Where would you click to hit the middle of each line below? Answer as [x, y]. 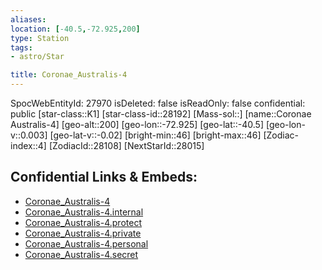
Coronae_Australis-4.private [83, 233]
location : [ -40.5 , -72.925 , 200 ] [75, 29]
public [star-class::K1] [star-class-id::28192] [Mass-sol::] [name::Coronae [161, 114]
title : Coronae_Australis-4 [69, 75]
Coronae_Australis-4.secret [81, 254]
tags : [21, 47]
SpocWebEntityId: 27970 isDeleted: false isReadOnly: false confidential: [158, 103]
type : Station [40, 38]
